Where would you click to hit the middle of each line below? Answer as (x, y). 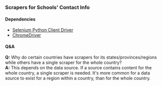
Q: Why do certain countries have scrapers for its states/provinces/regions (81, 57)
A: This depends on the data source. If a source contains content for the (78, 68)
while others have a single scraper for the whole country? (64, 62)
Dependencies (20, 19)
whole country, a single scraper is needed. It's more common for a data (78, 73)
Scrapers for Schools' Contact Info (48, 7)
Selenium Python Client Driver (43, 30)
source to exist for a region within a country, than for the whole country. (78, 78)
